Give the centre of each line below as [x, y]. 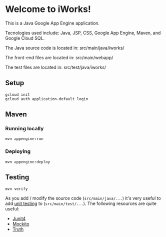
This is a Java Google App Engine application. [52, 23]
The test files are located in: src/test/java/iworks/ [56, 67]
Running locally [24, 129]
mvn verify [16, 189]
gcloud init [17, 94]
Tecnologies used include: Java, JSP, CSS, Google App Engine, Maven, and [83, 33]
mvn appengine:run [24, 139]
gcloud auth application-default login [47, 99]
